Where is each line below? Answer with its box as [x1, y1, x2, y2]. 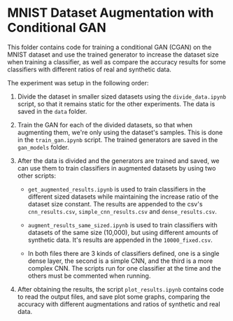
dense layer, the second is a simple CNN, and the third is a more [27, 257, 213, 265]
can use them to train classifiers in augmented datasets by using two [17, 164, 216, 172]
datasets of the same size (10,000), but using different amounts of [27, 228, 219, 236]
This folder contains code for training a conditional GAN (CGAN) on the [7, 43, 212, 51]
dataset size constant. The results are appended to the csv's [27, 199, 203, 208]
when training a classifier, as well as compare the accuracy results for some [7, 57, 226, 66]
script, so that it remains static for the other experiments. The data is [17, 99, 216, 108]
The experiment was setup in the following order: [7, 78, 149, 87]
